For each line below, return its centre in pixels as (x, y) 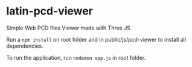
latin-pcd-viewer (50, 11)
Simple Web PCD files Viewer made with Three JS (69, 28)
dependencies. (25, 46)
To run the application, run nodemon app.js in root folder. (76, 57)
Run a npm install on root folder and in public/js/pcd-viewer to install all (96, 39)
